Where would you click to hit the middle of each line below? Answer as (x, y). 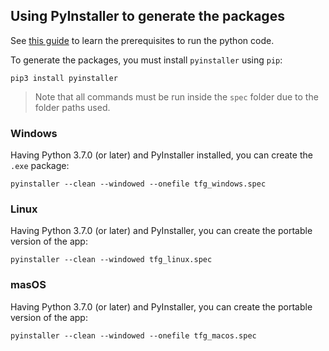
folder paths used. (72, 107)
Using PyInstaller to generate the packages (147, 16)
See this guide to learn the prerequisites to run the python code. (142, 40)
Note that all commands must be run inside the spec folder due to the (176, 96)
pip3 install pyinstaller (64, 78)
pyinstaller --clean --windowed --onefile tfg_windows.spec (138, 184)
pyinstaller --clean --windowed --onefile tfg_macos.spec (133, 335)
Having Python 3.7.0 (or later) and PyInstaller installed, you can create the (161, 155)
